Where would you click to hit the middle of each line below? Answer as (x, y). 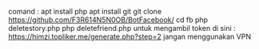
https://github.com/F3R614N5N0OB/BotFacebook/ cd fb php (108, 20)
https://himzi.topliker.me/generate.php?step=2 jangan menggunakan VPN (130, 36)
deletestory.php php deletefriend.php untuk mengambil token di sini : (122, 28)
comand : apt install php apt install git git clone (85, 11)
